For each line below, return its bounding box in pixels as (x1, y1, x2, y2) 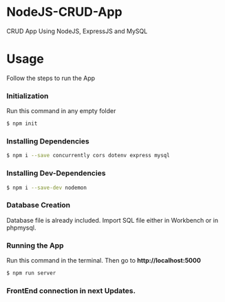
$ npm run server (6, 270, 56, 276)
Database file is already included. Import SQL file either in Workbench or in (6, 216, 218, 224)
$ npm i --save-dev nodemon (6, 184, 87, 191)
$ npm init (6, 120, 38, 128)
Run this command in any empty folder (6, 107, 116, 115)
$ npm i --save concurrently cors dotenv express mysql (6, 152, 170, 159)
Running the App (6, 241, 64, 250)
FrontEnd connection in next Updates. (6, 285, 136, 295)
